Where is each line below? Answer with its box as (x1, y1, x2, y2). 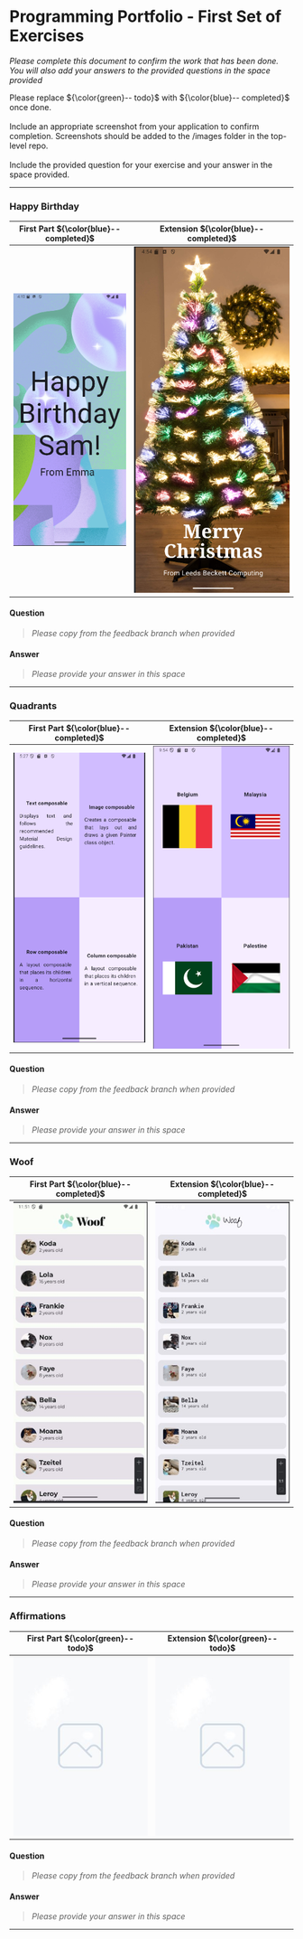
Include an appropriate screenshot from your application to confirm (9, 120, 260, 132)
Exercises (9, 25, 85, 46)
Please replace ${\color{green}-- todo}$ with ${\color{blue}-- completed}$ (9, 92, 290, 103)
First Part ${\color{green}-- (26, 1633, 134, 1643)
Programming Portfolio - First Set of (9, 6, 282, 27)
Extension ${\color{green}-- (167, 1633, 278, 1643)
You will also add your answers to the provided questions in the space (9, 65, 271, 76)
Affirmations (9, 1610, 66, 1623)
